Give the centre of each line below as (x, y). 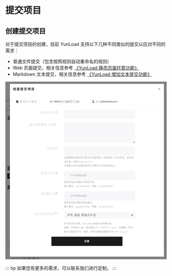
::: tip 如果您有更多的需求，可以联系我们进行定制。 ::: (61, 268)
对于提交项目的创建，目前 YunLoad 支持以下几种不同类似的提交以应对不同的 (85, 44)
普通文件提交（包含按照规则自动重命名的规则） (62, 61)
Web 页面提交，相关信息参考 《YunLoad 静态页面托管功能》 (76, 68)
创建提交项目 (26, 31)
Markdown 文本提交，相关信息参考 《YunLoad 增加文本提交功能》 (82, 74)
